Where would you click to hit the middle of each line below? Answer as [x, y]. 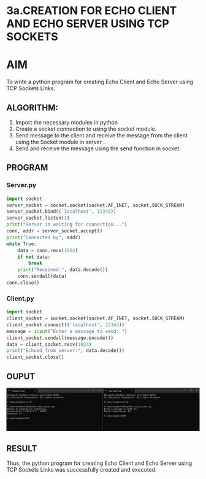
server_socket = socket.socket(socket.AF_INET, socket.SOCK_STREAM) [96, 205]
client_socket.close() [35, 357]
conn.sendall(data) [42, 277]
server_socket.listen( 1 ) [38, 218]
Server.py [21, 185]
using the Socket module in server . [60, 142]
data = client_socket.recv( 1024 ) [49, 344]
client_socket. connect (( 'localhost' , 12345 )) [65, 325]
